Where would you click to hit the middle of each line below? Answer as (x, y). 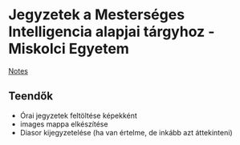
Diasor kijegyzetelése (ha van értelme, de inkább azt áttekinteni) (126, 132)
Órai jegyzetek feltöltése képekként (79, 115)
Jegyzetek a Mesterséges (97, 15)
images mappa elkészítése (64, 124)
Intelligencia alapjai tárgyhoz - (112, 32)
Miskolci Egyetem (69, 49)
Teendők (31, 97)
